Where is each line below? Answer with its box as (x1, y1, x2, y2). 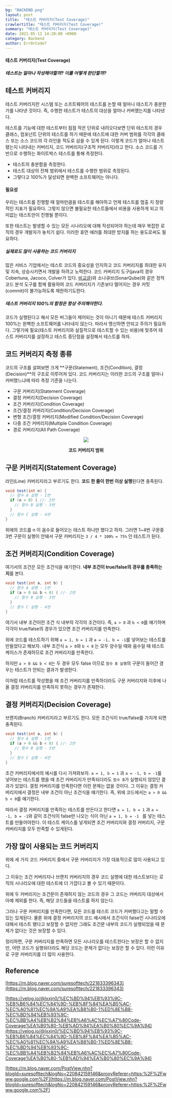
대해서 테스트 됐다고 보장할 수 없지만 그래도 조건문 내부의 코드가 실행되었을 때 (5, 921, 160, 927)
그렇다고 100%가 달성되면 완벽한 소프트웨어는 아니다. (12, 174, 119, 180)
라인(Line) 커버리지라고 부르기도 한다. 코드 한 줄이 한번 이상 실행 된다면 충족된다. (5, 478, 164, 484)
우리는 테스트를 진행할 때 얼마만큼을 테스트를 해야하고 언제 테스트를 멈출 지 (5, 199, 155, 205)
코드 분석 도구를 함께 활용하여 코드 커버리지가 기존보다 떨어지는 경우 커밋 (5, 281, 150, 287)
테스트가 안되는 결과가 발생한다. (14, 666, 78, 672)
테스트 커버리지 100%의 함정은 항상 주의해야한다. (5, 300, 103, 306)
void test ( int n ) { (5, 488, 47, 493)
